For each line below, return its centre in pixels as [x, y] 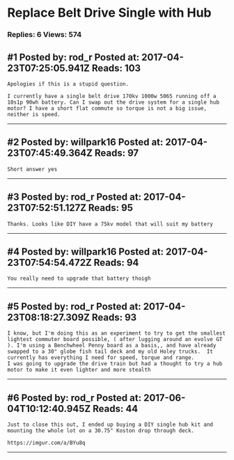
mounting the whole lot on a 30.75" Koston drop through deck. [101, 430]
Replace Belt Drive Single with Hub [109, 13]
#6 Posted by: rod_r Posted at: [74, 398]
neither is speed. [34, 114]
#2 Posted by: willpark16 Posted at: [85, 142]
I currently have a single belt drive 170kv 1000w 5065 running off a [112, 96]
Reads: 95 [111, 208]
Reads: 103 [116, 68]
